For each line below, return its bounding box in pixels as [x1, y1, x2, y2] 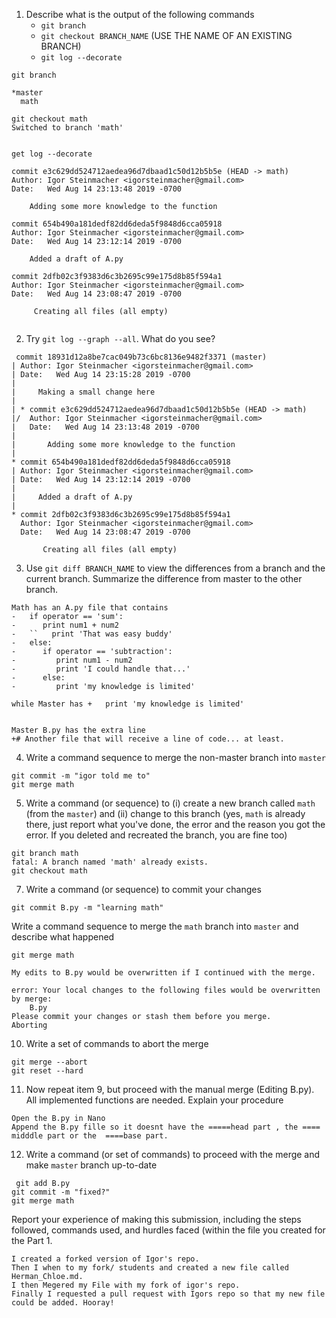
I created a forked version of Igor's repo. [11, 1254, 200, 1264]
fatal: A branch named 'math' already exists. [11, 857, 209, 867]
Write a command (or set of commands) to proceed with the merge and [25, 1149, 321, 1160]
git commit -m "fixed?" [11, 1187, 111, 1197]
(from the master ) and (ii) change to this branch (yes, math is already [25, 808, 306, 819]
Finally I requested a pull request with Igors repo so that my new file [11, 1289, 326, 1299]
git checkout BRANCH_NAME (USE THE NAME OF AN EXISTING [40, 30, 293, 41]
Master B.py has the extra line [11, 725, 146, 735]
